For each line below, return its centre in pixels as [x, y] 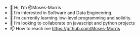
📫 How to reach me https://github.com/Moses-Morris [65, 28]
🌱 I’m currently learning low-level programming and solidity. [71, 18]
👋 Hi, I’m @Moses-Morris [35, 8]
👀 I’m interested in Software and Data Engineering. [61, 13]
